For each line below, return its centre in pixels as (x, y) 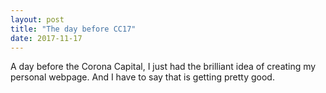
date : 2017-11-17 (46, 38)
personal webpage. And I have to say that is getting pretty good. (142, 77)
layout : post (37, 19)
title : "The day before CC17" (73, 29)
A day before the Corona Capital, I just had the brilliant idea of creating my (163, 67)
